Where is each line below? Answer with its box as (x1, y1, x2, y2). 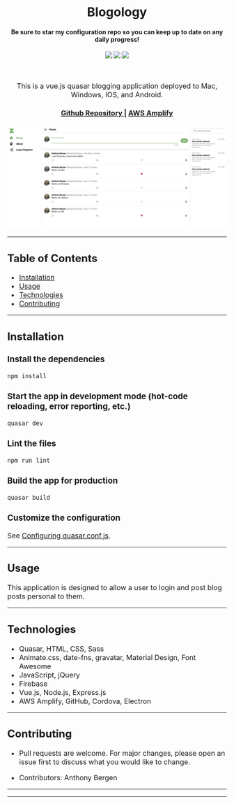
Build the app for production (7, 475, 118, 486)
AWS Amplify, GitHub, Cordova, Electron (19, 696, 152, 706)
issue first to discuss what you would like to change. (19, 757, 191, 767)
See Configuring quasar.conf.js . (7, 531, 111, 540)
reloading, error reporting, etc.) (7, 401, 131, 412)
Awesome (19, 661, 52, 671)
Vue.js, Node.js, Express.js (19, 687, 107, 697)
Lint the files (7, 438, 57, 450)
